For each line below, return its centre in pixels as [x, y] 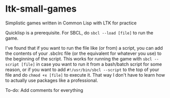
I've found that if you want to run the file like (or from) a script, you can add [84, 48]
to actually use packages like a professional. [52, 80]
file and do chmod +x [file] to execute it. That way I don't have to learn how [85, 75]
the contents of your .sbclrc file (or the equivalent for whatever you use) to [83, 53]
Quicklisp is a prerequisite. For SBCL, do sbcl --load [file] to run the [79, 32]
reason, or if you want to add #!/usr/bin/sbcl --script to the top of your [82, 70]
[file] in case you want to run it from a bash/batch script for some [91, 64]
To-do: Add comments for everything [44, 90]
